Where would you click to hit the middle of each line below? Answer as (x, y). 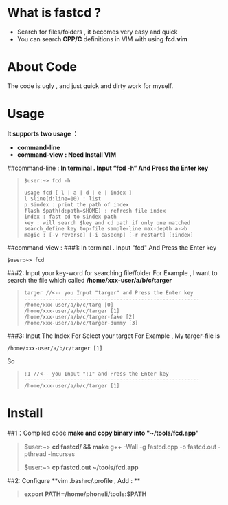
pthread (35, 454)
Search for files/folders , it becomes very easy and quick (97, 32)
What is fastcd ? (54, 13)
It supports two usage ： (43, 133)
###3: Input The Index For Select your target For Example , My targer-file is (114, 336)
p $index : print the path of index (76, 204)
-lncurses (61, 454)
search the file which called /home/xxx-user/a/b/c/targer (90, 280)
